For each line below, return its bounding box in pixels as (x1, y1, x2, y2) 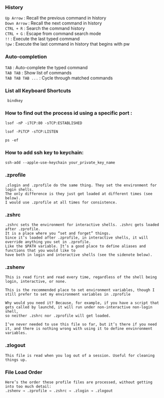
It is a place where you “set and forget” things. (5, 231, 111, 236)
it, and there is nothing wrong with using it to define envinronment (5, 326, 153, 331)
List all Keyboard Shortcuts (5, 87, 71, 94)
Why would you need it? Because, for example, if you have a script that (5, 300, 160, 305)
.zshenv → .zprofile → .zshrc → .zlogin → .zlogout (5, 388, 113, 393)
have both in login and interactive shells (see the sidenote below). (5, 252, 153, 257)
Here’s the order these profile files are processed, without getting (5, 379, 153, 385)
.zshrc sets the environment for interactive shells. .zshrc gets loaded (5, 223, 160, 227)
